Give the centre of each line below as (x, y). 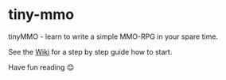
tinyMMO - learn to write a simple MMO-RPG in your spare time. (113, 36)
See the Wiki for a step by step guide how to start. (90, 51)
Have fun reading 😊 (41, 67)
